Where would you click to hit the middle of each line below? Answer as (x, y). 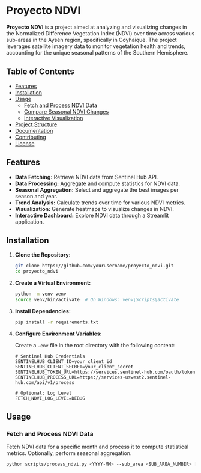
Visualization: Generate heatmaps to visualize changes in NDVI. (94, 209)
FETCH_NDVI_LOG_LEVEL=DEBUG (50, 398)
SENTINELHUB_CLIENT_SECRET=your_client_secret (74, 367)
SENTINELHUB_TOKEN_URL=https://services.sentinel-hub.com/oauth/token (105, 372)
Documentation (34, 130)
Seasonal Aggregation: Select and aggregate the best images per (97, 189)
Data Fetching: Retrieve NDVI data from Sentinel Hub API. (86, 177)
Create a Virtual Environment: (53, 283)
